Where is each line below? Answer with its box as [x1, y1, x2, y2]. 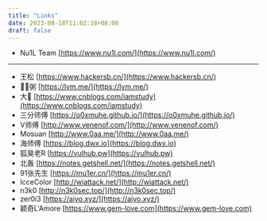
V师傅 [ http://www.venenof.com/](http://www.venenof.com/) [19, 120, 219, 130]
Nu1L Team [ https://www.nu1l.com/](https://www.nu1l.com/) [19, 48, 216, 58]
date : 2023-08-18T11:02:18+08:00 [8, 19, 119, 27]
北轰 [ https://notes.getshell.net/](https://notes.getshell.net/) [19, 158, 216, 168]
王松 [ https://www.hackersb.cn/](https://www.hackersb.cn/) [19, 72, 217, 82]
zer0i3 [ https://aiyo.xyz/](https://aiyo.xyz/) [19, 194, 161, 204]
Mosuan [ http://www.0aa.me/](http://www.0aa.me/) [19, 129, 189, 139]
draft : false [8, 26, 52, 34]
